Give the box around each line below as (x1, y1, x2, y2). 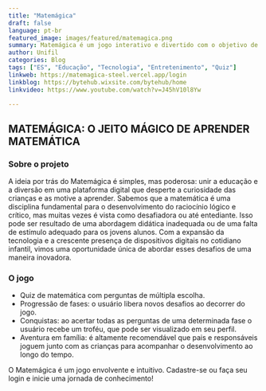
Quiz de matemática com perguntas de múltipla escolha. (19, 291, 205, 300)
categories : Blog (8, 57, 66, 65)
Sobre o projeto (8, 158, 69, 170)
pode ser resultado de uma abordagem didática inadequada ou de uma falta (8, 219, 258, 229)
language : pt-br (8, 26, 62, 34)
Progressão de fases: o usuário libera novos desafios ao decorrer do (19, 299, 245, 309)
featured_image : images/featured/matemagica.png (8, 33, 173, 42)
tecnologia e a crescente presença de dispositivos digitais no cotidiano (8, 236, 241, 245)
